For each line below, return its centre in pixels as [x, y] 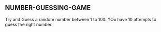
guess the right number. [29, 24]
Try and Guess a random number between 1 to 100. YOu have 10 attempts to [81, 19]
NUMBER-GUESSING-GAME [48, 8]
